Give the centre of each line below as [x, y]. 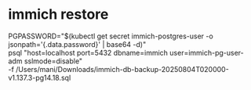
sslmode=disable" [53, 61]
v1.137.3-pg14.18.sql [40, 77]
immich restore [58, 14]
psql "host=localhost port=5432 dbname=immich [88, 52]
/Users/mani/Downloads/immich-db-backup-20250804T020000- [122, 69]
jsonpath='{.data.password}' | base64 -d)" [77, 44]
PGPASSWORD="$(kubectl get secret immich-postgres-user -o [111, 36]
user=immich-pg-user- [207, 52]
